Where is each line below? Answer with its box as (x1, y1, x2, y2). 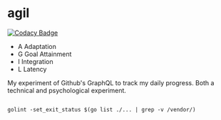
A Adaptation (17, 42, 57, 50)
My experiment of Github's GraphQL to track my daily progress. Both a (7, 78, 215, 87)
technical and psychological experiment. (7, 86, 127, 94)
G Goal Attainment (17, 50, 72, 58)
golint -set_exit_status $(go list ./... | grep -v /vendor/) (7, 106, 196, 113)
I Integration (17, 57, 53, 65)
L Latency (17, 65, 47, 73)
